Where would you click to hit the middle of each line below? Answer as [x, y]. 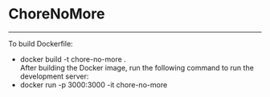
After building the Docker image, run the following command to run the [137, 67]
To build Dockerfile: [41, 43]
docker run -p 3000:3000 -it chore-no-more [94, 84]
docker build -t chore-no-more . [73, 59]
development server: [54, 76]
